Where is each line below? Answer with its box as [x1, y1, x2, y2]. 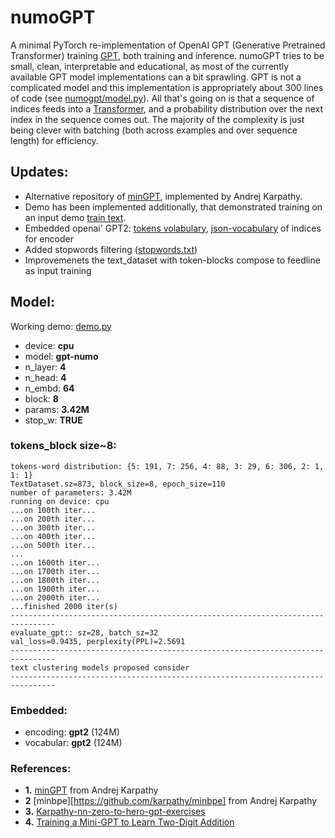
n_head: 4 [24, 371, 67, 383]
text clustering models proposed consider [10, 662, 190, 673]
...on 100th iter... [10, 505, 97, 515]
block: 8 [24, 392, 59, 405]
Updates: [10, 164, 69, 181]
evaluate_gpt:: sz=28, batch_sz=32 [10, 627, 159, 638]
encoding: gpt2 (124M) [24, 726, 120, 738]
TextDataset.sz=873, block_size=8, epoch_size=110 [10, 479, 226, 489]
